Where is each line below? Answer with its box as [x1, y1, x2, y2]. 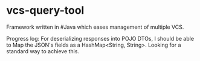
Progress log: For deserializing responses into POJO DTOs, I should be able [6, 35, 195, 42]
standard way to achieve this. [6, 47, 80, 54]
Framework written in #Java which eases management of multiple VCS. [6, 23, 184, 30]
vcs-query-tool [6, 4, 85, 17]
